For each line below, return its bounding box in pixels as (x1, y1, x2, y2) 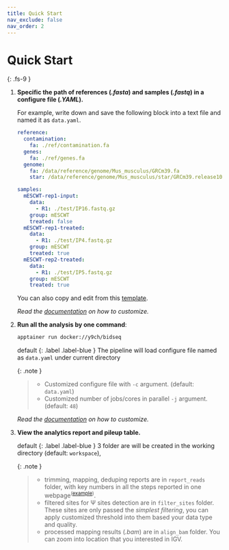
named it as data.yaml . (16, 116, 81, 124)
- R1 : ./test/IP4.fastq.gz (35, 237, 113, 244)
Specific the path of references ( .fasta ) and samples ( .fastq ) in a (16, 88, 204, 97)
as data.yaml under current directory (16, 353, 121, 362)
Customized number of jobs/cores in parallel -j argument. (44, 395, 208, 403)
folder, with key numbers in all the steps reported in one (44, 483, 202, 491)
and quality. (44, 520, 77, 528)
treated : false (29, 218, 73, 225)
